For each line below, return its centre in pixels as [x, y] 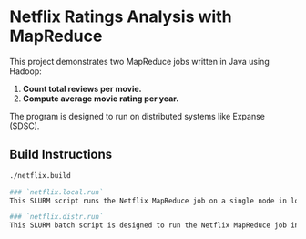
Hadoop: [26, 71]
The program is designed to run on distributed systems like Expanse [138, 116]
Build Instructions [61, 155]
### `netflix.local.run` [56, 192]
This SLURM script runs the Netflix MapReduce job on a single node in [148, 201]
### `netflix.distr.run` [56, 217]
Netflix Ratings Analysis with [121, 17]
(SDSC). [25, 126]
